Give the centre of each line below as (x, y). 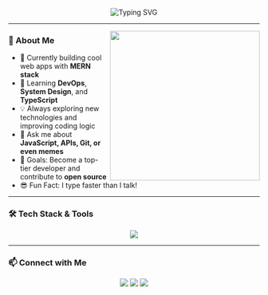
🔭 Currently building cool (61, 58)
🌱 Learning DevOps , (53, 83)
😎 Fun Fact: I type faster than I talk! (79, 185)
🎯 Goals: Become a (51, 160)
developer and (57, 168)
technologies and (48, 118)
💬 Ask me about (46, 135)
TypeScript (39, 100)
